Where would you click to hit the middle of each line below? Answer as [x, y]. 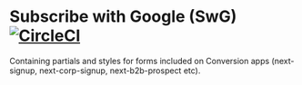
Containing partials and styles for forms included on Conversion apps [140, 61]
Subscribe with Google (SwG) [123, 17]
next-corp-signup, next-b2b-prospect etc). [120, 71]
